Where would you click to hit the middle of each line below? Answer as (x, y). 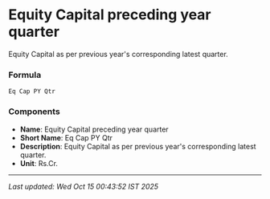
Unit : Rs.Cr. (39, 163)
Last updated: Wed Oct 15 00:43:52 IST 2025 (84, 186)
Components (34, 112)
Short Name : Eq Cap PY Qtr (66, 137)
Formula (25, 75)
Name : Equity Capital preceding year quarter (94, 129)
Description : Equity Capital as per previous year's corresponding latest (138, 146)
